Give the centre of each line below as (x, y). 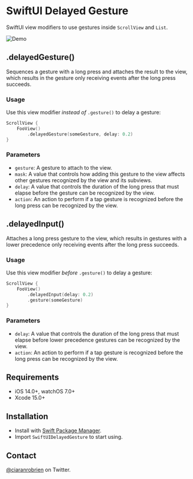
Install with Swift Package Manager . (58, 431)
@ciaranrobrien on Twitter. (38, 470)
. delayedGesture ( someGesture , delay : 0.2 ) (80, 134)
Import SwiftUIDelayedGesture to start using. (68, 437)
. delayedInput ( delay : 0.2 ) (60, 294)
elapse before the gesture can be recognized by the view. (85, 193)
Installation (27, 416)
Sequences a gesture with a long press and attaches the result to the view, (97, 72)
